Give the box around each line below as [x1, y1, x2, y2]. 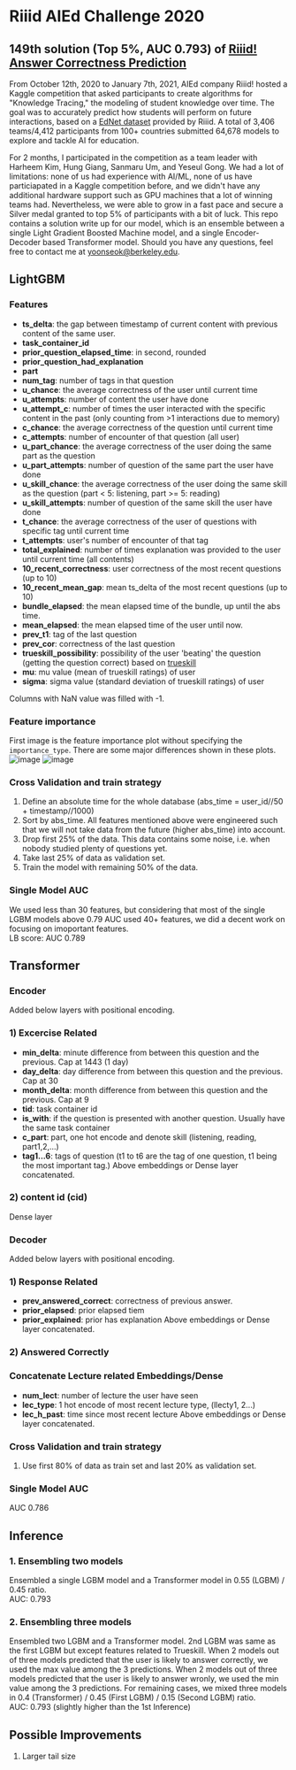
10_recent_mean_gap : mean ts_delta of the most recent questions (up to [21, 581, 288, 592]
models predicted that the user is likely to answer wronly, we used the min [9, 1674, 279, 1684]
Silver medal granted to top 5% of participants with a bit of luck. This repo [9, 209, 278, 219]
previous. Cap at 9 [21, 1094, 90, 1104]
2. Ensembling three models [9, 1615, 133, 1628]
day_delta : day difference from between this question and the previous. [21, 1066, 284, 1076]
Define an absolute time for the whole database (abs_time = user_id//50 [21, 796, 284, 807]
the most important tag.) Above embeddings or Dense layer [21, 1159, 239, 1170]
